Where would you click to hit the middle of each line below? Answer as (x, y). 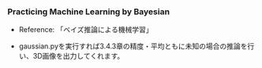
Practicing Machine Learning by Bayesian (89, 12)
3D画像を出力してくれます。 (79, 56)
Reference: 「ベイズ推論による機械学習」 (86, 30)
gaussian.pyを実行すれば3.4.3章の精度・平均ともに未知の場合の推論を (133, 46)
